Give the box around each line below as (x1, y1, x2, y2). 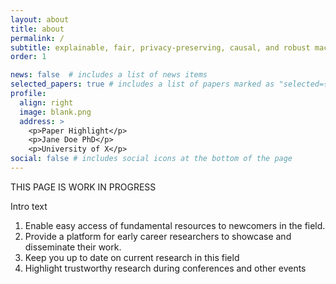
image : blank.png (19, 107, 92, 117)
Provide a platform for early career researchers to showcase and (24, 230, 292, 242)
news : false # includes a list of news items (10, 70, 208, 80)
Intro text (10, 200, 48, 212)
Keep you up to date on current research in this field (24, 251, 240, 263)
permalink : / (10, 33, 65, 43)
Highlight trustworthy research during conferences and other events (24, 262, 307, 274)
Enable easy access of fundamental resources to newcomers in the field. (24, 219, 326, 231)
